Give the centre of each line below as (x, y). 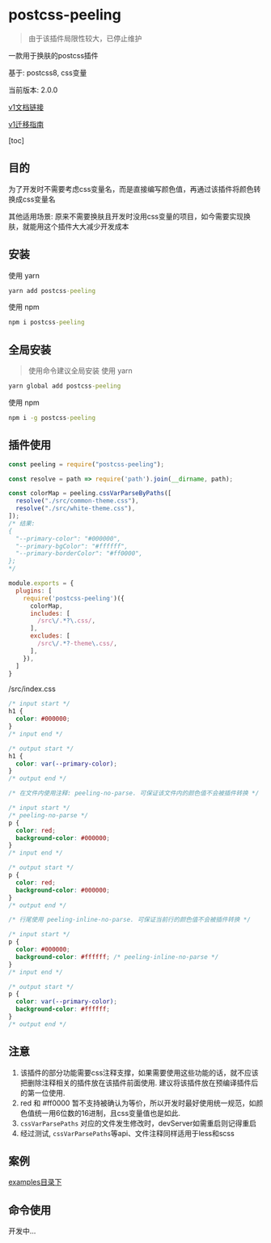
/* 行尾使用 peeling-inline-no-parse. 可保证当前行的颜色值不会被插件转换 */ (129, 920)
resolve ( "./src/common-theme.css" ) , (77, 501)
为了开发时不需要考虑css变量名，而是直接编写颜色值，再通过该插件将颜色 (131, 189)
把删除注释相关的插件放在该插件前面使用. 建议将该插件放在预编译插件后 (139, 1083)
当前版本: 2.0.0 (33, 90)
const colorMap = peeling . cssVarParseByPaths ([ (90, 494)
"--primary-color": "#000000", (68, 539)
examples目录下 (35, 1182)
